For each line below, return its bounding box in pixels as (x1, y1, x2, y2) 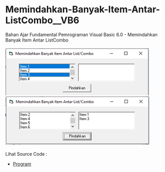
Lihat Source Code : (5, 150, 48, 157)
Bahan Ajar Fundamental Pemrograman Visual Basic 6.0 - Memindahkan (5, 31, 158, 37)
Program (12, 161, 32, 167)
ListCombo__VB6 (5, 14, 80, 26)
